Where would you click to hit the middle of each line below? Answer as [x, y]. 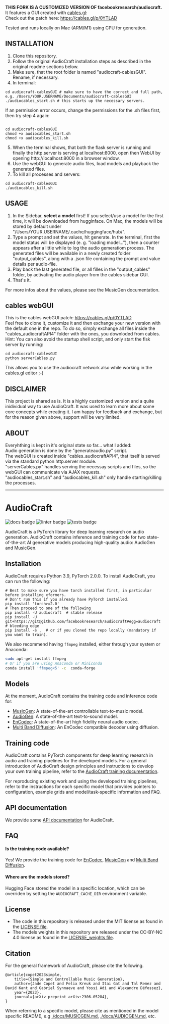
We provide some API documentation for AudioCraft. [60, 820]
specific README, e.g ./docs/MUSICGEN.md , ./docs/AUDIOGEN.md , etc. [81, 1016]
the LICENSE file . [30, 927]
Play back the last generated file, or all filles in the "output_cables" [81, 269]
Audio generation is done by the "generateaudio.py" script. [66, 451]
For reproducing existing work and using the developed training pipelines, [81, 781]
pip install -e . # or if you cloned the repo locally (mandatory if [81, 630]
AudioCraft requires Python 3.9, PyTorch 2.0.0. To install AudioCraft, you [80, 576]
